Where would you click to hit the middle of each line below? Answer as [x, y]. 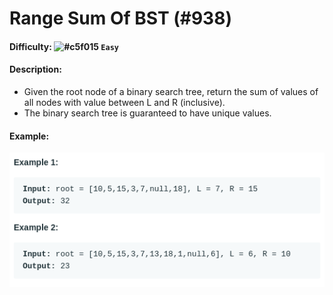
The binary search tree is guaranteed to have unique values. [147, 113]
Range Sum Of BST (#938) [120, 18]
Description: [35, 69]
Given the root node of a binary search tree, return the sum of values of [171, 91]
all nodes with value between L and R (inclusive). [124, 102]
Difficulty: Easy [64, 46]
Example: [29, 136]
